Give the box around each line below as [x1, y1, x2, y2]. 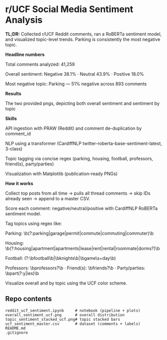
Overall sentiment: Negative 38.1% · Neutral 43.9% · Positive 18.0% [5, 71, 144, 77]
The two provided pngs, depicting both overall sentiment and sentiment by [5, 100, 160, 106]
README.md [5, 325, 26, 331]
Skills [5, 115, 17, 122]
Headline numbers [5, 51, 45, 58]
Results [5, 90, 22, 96]
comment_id [5, 130, 31, 137]
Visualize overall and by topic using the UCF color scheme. [5, 280, 127, 286]
